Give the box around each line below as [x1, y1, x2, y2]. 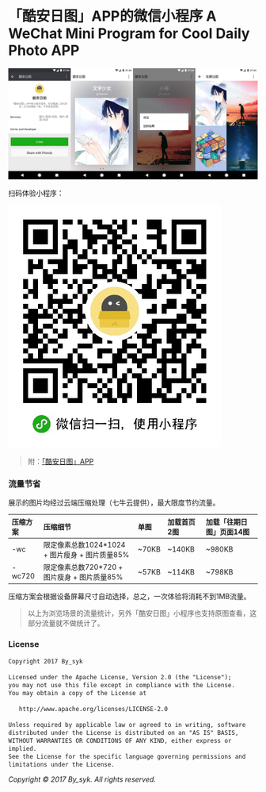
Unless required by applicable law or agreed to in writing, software [8, 721, 246, 729]
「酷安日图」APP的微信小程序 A [8, 7, 217, 25]
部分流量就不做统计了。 [27, 618, 104, 628]
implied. [8, 744, 37, 752]
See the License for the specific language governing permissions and [8, 752, 246, 760]
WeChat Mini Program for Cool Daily [8, 25, 250, 43]
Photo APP [8, 41, 80, 60]
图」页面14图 [205, 527, 250, 536]
